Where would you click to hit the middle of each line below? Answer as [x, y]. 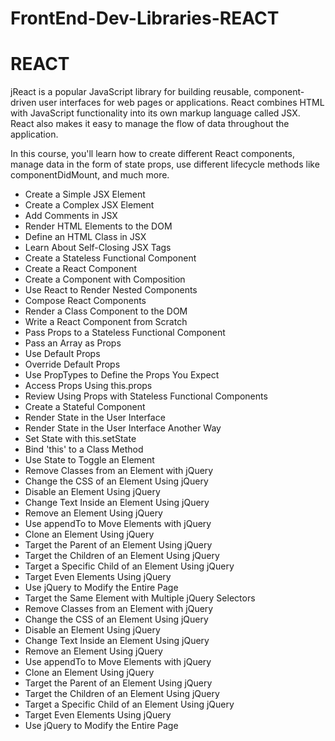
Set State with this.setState [80, 439]
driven [23, 103]
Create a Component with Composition [105, 279]
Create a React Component [81, 269]
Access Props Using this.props [88, 386]
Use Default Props [62, 354]
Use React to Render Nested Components [111, 290]
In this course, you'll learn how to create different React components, [152, 154]
